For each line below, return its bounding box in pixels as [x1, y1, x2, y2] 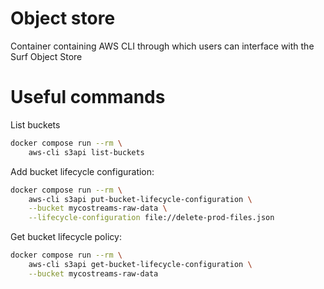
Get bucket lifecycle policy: [10, 231, 122, 243]
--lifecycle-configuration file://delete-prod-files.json [28, 213, 275, 223]
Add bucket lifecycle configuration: [10, 165, 155, 177]
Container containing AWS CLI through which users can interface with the [10, 40, 315, 52]
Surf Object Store [10, 50, 83, 62]
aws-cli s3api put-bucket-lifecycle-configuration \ [28, 194, 253, 204]
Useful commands [10, 86, 166, 109]
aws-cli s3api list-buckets [28, 147, 145, 157]
